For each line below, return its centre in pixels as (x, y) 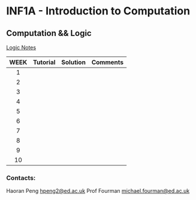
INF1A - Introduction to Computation (98, 11)
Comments (108, 62)
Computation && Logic (49, 33)
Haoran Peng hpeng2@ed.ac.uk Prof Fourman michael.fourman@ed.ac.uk (98, 191)
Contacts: (21, 178)
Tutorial (44, 62)
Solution (73, 62)
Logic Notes (21, 47)
